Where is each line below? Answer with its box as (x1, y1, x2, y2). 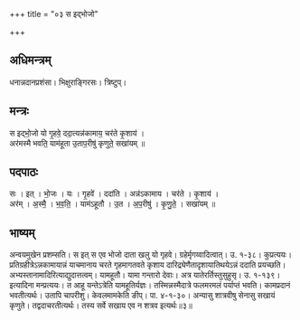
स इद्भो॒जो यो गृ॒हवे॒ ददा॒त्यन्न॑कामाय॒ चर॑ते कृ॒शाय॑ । (9, 127, 145, 138)
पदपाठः (9, 165, 39, 180)
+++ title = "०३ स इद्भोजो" (9, 9, 98, 19)
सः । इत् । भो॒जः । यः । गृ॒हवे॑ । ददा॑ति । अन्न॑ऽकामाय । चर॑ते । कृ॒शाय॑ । (9, 188, 220, 199)
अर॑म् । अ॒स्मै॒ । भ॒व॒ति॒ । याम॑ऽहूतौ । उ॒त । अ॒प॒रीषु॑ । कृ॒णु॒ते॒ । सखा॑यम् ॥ (9, 199, 216, 210)
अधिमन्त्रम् (9, 52, 52, 68)
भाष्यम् (9, 225, 35, 240)
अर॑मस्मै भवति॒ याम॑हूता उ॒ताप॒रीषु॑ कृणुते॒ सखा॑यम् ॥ (9, 137, 145, 148)
